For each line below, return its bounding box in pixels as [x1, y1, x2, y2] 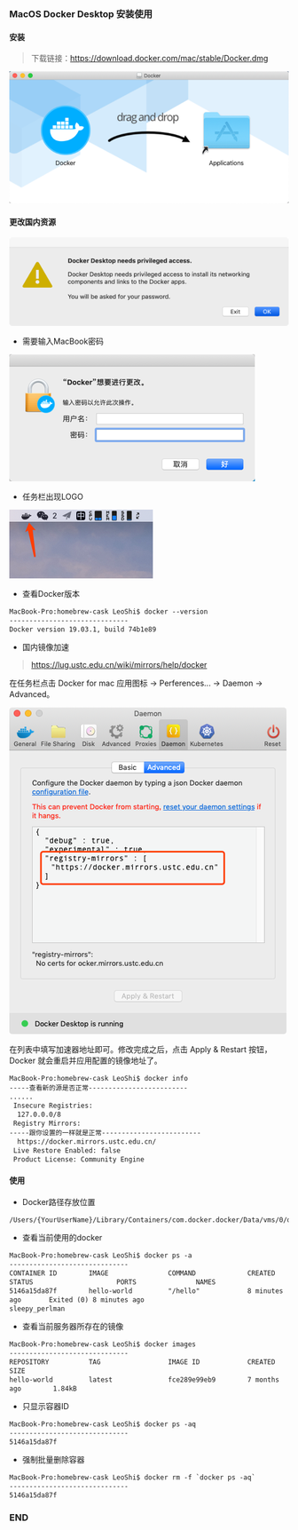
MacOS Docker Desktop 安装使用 [9, 7, 153, 20]
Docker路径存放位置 [21, 1196, 96, 1207]
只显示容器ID [21, 1400, 69, 1411]
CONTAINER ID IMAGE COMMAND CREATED [9, 1268, 276, 1278]
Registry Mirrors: [12, 1119, 82, 1129]
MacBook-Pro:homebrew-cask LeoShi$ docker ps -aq [9, 1419, 197, 1429]
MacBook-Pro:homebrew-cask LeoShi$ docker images [9, 1339, 197, 1349]
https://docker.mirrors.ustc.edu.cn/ [17, 1138, 157, 1146]
